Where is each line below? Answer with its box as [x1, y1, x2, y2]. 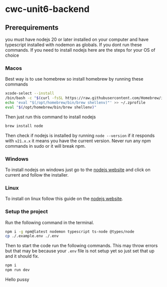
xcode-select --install [5, 91, 55, 96]
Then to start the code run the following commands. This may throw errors [5, 243, 158, 249]
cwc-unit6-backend [5, 3, 90, 15]
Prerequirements [5, 23, 59, 32]
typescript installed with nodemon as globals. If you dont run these [5, 42, 142, 48]
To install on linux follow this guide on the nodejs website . [5, 195, 123, 202]
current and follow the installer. [5, 172, 69, 178]
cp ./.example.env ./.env [5, 234, 59, 239]
